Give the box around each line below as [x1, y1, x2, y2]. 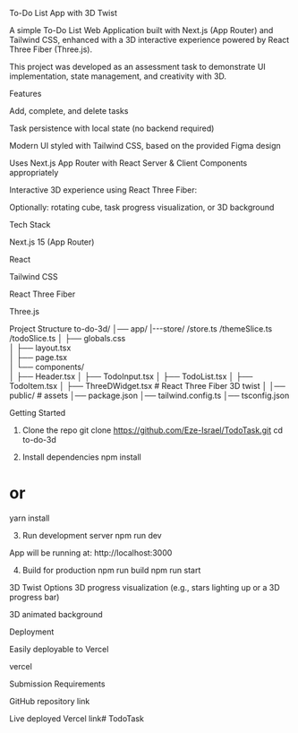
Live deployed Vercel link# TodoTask [9, 712, 145, 724]
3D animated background [9, 608, 103, 619]
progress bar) [9, 591, 60, 602]
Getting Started [9, 408, 66, 418]
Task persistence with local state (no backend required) [9, 123, 215, 134]
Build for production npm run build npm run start [21, 565, 201, 575]
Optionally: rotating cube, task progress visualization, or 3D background [9, 202, 275, 212]
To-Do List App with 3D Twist [9, 8, 118, 18]
